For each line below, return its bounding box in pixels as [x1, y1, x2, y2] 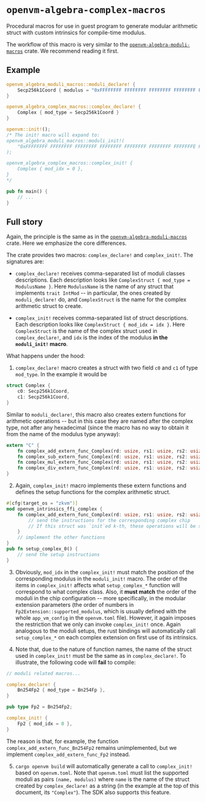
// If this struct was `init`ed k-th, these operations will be [28, 523, 196, 529]
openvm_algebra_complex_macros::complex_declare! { [6, 104, 141, 110]
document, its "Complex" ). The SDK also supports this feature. [15, 789, 171, 796]
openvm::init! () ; [6, 126, 51, 133]
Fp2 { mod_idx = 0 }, [17, 720, 72, 727]
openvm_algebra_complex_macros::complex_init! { [6, 160, 133, 166]
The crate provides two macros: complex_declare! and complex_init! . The [6, 252, 194, 259]
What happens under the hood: [6, 352, 85, 360]
